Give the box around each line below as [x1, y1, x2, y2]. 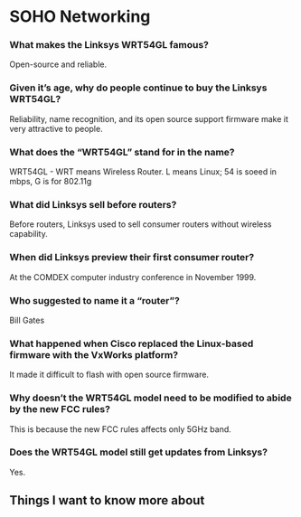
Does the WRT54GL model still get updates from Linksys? [9, 446, 268, 458]
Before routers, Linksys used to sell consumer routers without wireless [9, 219, 272, 230]
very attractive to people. [9, 123, 103, 134]
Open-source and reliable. [9, 59, 107, 70]
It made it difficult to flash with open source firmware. [9, 369, 210, 381]
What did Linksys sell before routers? [9, 199, 177, 211]
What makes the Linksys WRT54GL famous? [9, 39, 210, 52]
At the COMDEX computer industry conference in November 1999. [9, 271, 257, 282]
